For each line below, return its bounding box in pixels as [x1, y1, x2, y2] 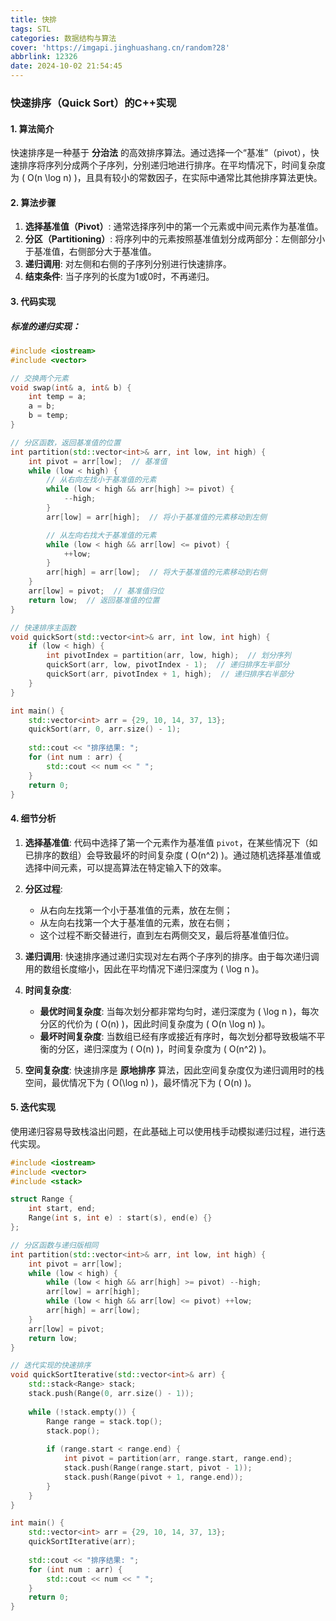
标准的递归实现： [10, 320, 81, 332]
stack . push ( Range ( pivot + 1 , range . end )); [63, 1472, 244, 1482]
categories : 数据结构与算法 [10, 33, 117, 43]
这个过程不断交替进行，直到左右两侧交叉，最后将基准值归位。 [39, 929, 295, 941]
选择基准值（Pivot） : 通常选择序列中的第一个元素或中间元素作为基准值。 [24, 221, 324, 233]
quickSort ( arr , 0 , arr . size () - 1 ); [28, 724, 182, 735]
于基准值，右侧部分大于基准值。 [24, 246, 157, 258]
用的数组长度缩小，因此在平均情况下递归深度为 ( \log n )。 [24, 962, 265, 975]
